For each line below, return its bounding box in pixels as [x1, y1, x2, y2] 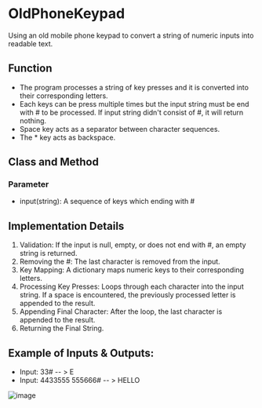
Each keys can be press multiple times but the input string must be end [19, 99, 249, 108]
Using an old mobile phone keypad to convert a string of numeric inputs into [8, 31, 254, 40]
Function [8, 62, 53, 75]
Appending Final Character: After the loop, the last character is [19, 307, 223, 316]
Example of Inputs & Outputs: [8, 346, 155, 359]
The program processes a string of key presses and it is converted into [19, 82, 249, 92]
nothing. [19, 115, 47, 126]
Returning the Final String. [19, 323, 104, 333]
